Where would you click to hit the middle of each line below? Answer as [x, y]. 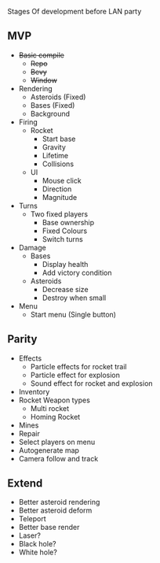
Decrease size [65, 289]
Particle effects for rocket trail [78, 366]
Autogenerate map [49, 450]
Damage [32, 247]
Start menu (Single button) [73, 314]
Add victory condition [77, 272]
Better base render [49, 528]
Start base [59, 139]
